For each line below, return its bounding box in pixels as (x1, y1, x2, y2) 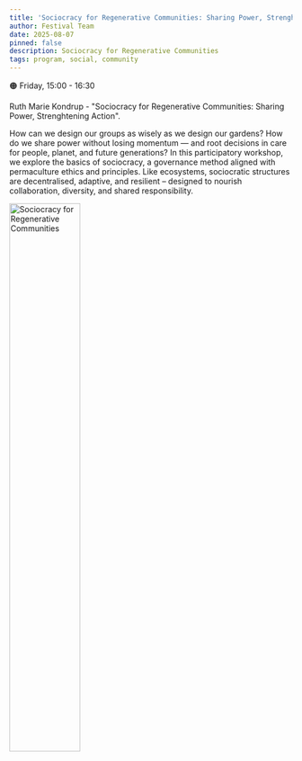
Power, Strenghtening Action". (9, 111, 121, 121)
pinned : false (9, 38, 63, 48)
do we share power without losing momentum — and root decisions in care (9, 138, 288, 148)
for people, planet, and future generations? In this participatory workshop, (9, 148, 284, 157)
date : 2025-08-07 (9, 30, 75, 39)
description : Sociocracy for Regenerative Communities (9, 47, 219, 56)
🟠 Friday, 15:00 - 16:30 (9, 80, 95, 91)
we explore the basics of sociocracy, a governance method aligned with (9, 157, 276, 167)
